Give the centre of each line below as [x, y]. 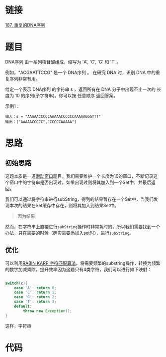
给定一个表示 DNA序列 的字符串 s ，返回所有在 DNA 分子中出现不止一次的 [80, 89]
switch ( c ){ [16, 283]
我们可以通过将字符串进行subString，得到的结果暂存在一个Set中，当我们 [80, 199]
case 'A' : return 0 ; [35, 288]
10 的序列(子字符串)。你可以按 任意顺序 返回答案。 [66, 95]
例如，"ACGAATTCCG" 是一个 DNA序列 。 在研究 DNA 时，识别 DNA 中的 [80, 72]
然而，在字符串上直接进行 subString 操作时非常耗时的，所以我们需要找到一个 [83, 226]
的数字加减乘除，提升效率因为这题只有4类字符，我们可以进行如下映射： [79, 269]
